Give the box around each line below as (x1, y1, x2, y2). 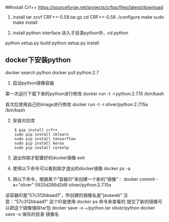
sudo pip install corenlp (14, 145, 69, 150)
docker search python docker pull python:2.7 (5, 69, 99, 75)
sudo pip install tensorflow (14, 136, 76, 141)
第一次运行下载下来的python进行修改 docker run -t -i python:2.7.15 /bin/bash (5, 90, 164, 96)
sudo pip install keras (14, 141, 65, 146)
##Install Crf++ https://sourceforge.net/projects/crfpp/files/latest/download (5, 5, 163, 10)
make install (12, 20, 38, 25)
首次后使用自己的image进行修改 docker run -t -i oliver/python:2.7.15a (5, 101, 148, 107)
